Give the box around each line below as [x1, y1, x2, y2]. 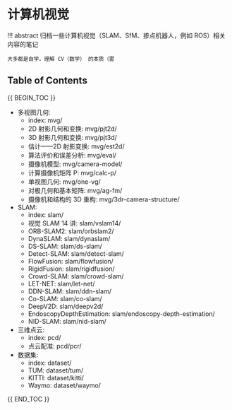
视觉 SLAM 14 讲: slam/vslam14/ [28, 218, 121, 227]
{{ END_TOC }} [7, 394, 50, 403]
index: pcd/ [28, 333, 61, 341]
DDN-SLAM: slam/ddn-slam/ [28, 287, 111, 295]
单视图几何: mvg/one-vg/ [28, 177, 101, 186]
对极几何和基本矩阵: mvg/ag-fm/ [28, 186, 123, 194]
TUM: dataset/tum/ [28, 365, 83, 375]
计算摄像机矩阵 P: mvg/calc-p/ [28, 168, 117, 177]
